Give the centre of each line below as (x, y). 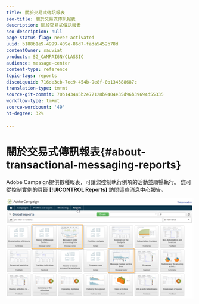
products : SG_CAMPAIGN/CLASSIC (45, 57)
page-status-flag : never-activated (50, 38)
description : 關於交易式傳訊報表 (44, 25)
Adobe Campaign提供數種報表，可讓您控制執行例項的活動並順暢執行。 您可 (99, 182)
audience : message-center (38, 63)
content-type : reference (37, 69)
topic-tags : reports (32, 76)
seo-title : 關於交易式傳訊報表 (41, 19)
